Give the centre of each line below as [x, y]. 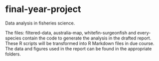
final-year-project [43, 9]
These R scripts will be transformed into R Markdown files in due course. [80, 43]
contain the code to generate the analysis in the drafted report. [87, 38]
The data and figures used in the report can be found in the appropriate [79, 48]
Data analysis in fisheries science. [40, 23]
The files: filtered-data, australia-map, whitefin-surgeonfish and [71, 32]
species [13, 38]
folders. [13, 54]
